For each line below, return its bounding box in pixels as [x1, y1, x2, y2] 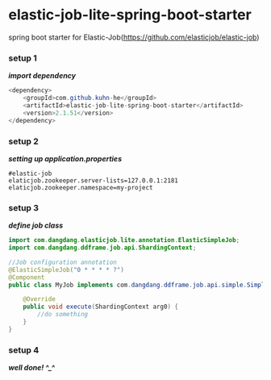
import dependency [8, 71, 77, 81]
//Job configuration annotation [8, 258, 117, 266]
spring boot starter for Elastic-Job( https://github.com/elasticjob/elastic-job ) [8, 32, 260, 42]
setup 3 [8, 202, 39, 213]
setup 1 [8, 52, 38, 64]
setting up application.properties [8, 153, 123, 163]
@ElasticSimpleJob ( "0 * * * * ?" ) [8, 265, 125, 274]
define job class [8, 220, 64, 231]
